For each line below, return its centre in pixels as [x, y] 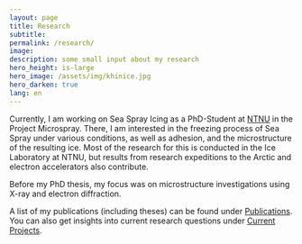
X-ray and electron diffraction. [65, 194]
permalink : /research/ [52, 43]
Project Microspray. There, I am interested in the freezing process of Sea [144, 128]
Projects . [26, 230]
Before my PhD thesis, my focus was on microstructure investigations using [150, 184]
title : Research [40, 26]
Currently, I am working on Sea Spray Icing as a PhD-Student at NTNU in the [151, 119]
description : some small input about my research [105, 59]
